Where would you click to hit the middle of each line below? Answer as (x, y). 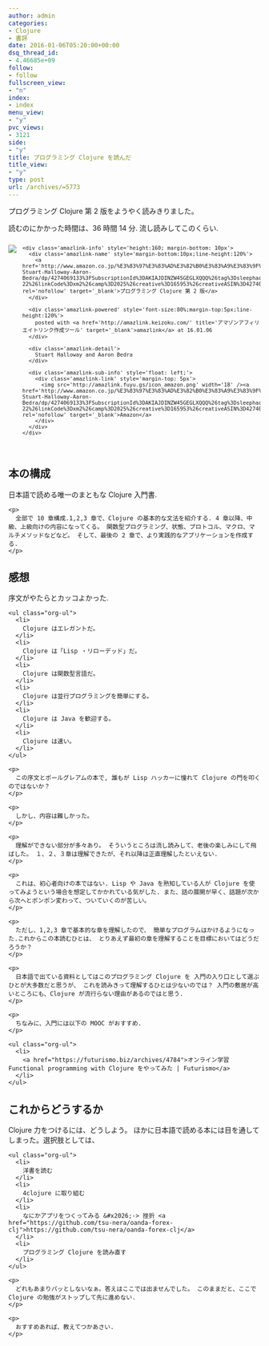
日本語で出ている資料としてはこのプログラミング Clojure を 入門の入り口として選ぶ (138, 977)
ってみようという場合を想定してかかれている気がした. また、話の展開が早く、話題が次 (131, 892)
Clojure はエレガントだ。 (61, 629)
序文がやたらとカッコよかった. (59, 598)
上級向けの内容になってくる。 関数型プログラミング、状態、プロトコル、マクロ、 (134, 527)
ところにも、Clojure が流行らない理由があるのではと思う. (99, 994)
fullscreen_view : (37, 83)
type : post (26, 180)
